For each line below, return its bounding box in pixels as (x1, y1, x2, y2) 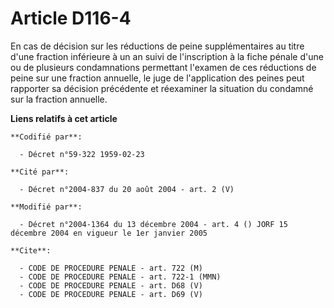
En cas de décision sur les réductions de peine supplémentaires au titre (10, 40, 305, 52)
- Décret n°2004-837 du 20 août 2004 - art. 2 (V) (19, 184, 235, 194)
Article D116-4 (10, 7, 132, 30)
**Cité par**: (10, 167, 70, 177)
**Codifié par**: (10, 132, 83, 142)
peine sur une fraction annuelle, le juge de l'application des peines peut (10, 72, 305, 84)
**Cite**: (10, 245, 52, 256)
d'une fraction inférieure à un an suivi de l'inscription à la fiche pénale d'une (10, 50, 324, 62)
